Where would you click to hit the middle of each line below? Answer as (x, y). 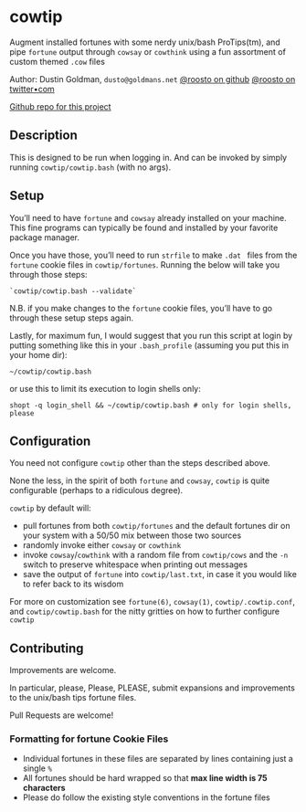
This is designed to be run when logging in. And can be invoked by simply (148, 157)
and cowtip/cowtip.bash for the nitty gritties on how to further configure (145, 612)
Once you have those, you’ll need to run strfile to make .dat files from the (153, 255)
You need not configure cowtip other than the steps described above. (140, 463)
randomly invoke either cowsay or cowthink (102, 545)
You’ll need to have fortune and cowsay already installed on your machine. (148, 217)
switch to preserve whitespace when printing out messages (135, 564)
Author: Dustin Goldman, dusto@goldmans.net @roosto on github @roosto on (153, 79)
